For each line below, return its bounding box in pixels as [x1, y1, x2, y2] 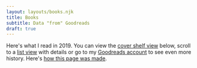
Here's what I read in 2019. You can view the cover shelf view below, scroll [6, 42, 191, 49]
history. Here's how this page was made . [6, 55, 107, 62]
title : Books [6, 14, 39, 20]
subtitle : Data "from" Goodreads [6, 20, 90, 26]
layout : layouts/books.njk [6, 8, 74, 15]
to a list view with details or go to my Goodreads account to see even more [6, 49, 192, 56]
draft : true [6, 25, 36, 32]
